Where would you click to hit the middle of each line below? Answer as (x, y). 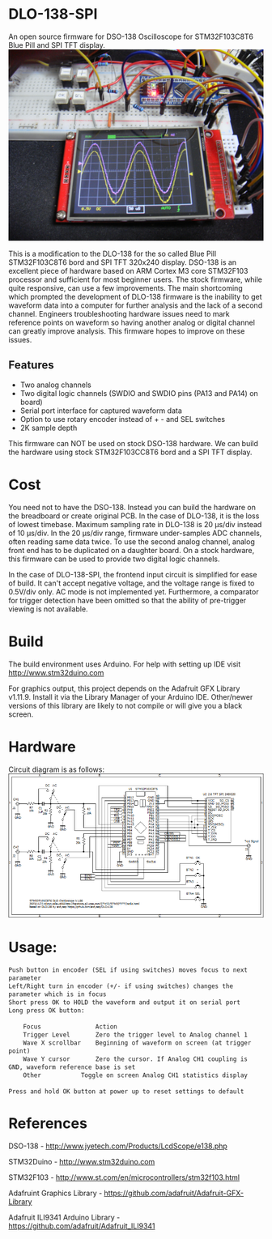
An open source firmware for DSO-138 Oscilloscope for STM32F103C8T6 (131, 36)
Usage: (33, 947)
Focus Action (70, 1027)
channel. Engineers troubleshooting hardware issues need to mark (119, 313)
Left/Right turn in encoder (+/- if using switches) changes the (121, 986)
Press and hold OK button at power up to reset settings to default (126, 1092)
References (48, 1124)
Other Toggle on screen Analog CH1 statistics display (136, 1075)
